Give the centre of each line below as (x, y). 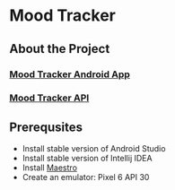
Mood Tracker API (49, 98)
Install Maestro (50, 168)
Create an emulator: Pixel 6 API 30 (86, 177)
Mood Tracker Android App (70, 74)
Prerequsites (46, 127)
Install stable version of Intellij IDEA (87, 159)
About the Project (60, 49)
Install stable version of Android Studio (94, 149)
